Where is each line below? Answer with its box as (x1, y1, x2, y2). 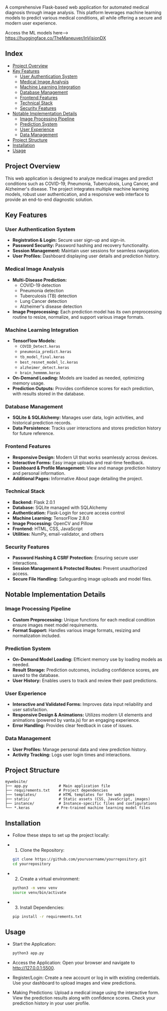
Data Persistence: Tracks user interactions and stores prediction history (12, 425, 162, 431)
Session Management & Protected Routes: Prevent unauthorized (12, 566, 148, 572)
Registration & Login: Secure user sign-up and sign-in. (12, 237, 126, 243)
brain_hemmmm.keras (19, 370, 61, 376)
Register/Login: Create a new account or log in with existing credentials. (12, 975, 161, 981)
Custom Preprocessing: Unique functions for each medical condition (12, 616, 156, 622)
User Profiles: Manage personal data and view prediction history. (12, 746, 147, 752)
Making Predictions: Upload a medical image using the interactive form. (12, 990, 160, 996)
